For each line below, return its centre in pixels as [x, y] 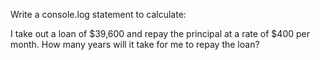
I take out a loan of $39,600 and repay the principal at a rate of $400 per [160, 33]
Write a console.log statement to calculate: [98, 14]
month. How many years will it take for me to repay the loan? [135, 44]
